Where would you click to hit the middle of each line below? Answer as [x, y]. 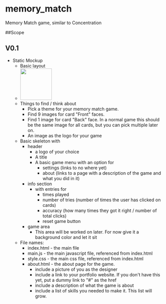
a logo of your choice [57, 151]
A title [41, 157]
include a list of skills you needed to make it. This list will [94, 290]
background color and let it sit [66, 237]
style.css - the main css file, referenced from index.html [86, 258]
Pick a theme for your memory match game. [73, 109]
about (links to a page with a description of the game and [102, 173]
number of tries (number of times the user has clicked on [102, 200]
